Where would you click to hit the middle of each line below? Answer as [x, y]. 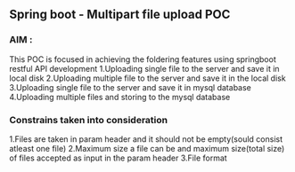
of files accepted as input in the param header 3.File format [118, 158]
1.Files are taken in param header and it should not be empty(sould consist [146, 139]
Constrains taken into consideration [88, 120]
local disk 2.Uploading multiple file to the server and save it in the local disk [148, 78]
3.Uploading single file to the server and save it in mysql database [130, 87]
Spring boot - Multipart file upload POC [120, 15]
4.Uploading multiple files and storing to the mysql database [120, 97]
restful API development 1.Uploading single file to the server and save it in [144, 68]
